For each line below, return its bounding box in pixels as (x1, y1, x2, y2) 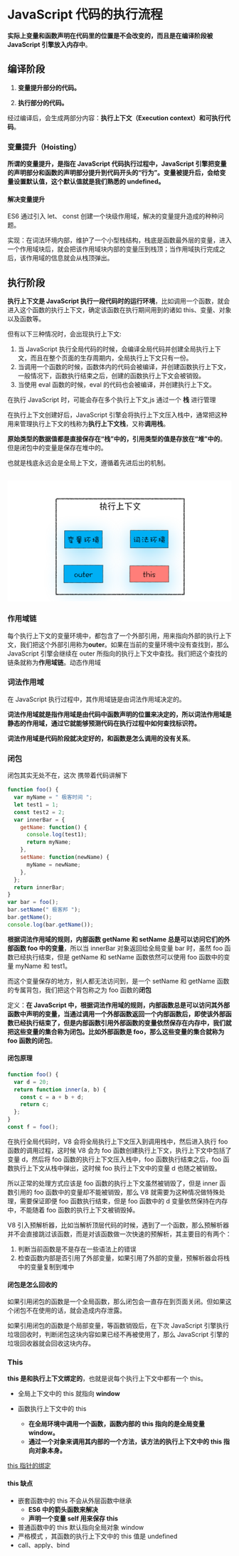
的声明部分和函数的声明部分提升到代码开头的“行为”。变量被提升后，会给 (7, 169, 221, 177)
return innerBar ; (14, 883, 65, 891)
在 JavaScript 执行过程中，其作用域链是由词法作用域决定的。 (7, 695, 186, 703)
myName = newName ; (26, 861, 81, 868)
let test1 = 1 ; (14, 801, 59, 808)
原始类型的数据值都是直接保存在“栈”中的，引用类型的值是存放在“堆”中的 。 (7, 435, 227, 443)
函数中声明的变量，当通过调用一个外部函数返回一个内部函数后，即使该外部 (7, 1009, 225, 1018)
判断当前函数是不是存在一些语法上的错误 (17, 1245, 137, 1253)
